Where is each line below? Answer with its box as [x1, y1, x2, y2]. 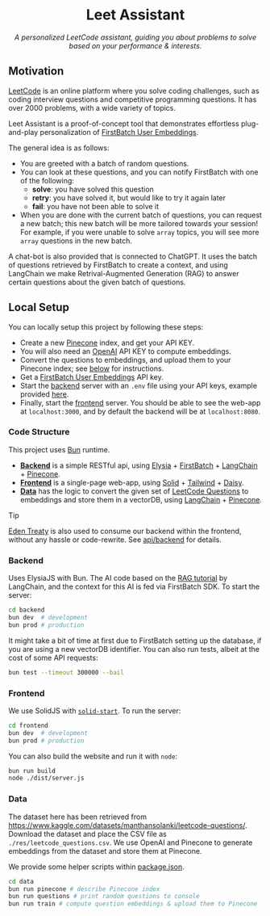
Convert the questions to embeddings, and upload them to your [19, 355, 231, 364]
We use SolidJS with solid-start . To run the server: [8, 705, 181, 716]
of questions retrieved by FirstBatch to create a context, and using [8, 260, 228, 270]
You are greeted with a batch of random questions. [19, 158, 189, 168]
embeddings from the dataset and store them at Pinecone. [8, 846, 202, 855]
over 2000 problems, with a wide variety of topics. [8, 103, 176, 112]
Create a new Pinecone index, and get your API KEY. [19, 338, 195, 347]
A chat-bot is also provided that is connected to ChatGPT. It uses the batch [8, 251, 258, 261]
